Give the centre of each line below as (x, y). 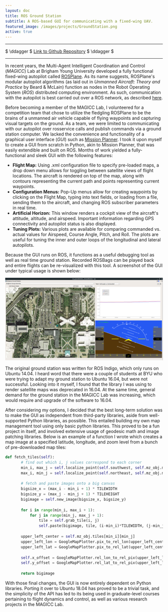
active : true (19, 32)
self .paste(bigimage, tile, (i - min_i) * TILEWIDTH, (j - (96, 526)
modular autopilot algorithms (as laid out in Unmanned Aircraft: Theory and (83, 82)
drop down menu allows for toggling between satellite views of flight (83, 171)
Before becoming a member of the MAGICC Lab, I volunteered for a (74, 107)
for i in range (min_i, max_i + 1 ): (58, 510)
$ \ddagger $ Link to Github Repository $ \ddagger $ (59, 51)
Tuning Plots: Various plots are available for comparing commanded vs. (86, 229)
